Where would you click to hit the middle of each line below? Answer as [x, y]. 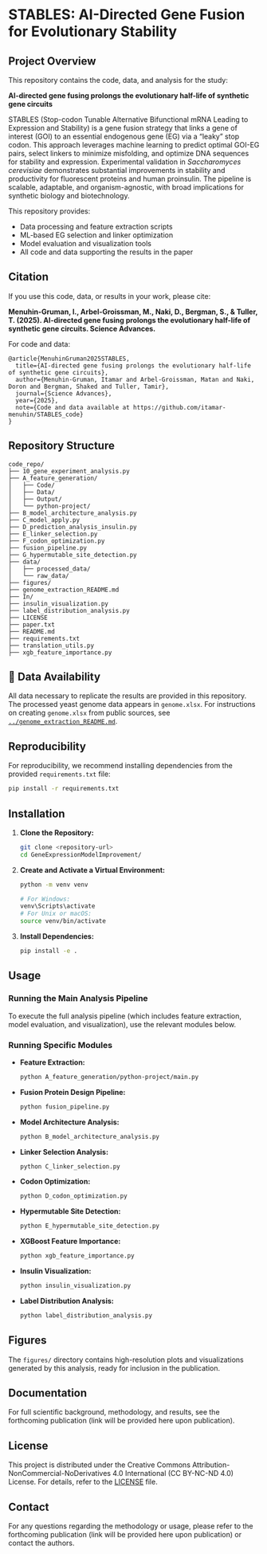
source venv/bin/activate [63, 921]
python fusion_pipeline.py [65, 1107]
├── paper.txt [32, 624]
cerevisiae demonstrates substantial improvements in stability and [117, 170]
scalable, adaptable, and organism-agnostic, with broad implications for [126, 187]
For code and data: [39, 343]
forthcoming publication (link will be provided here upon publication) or [125, 1535]
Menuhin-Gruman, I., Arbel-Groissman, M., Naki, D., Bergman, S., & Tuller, [133, 312]
